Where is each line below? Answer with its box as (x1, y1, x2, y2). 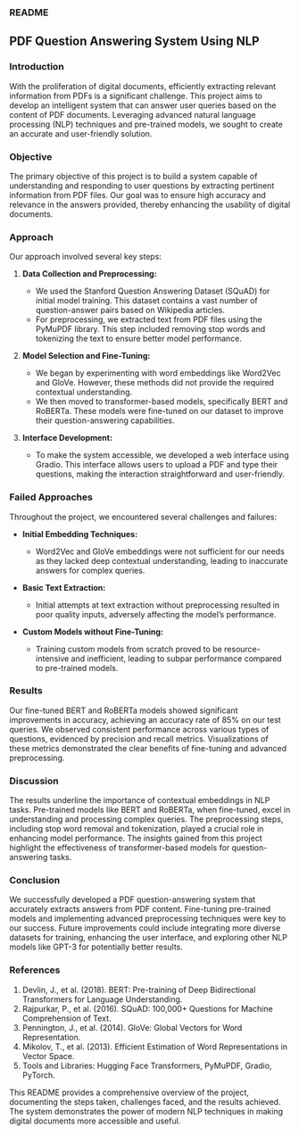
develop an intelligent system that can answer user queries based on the (9, 100, 277, 111)
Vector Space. (21, 1050, 75, 1061)
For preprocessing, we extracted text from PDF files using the (35, 314, 262, 325)
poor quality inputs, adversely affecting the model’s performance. (35, 609, 277, 619)
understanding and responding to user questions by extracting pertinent (9, 180, 275, 191)
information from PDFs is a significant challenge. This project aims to (9, 90, 263, 101)
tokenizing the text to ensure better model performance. (35, 333, 243, 344)
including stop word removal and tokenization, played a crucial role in (9, 824, 264, 834)
